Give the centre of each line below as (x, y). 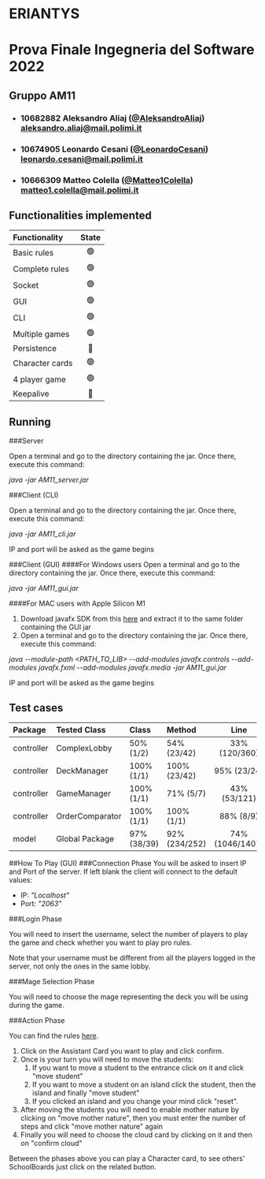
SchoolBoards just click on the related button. (83, 1166)
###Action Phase (37, 1020)
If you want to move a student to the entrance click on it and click (138, 1067)
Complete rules (41, 269)
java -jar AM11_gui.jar (44, 588)
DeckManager (82, 770)
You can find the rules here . (54, 1035)
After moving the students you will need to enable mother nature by (129, 1110)
